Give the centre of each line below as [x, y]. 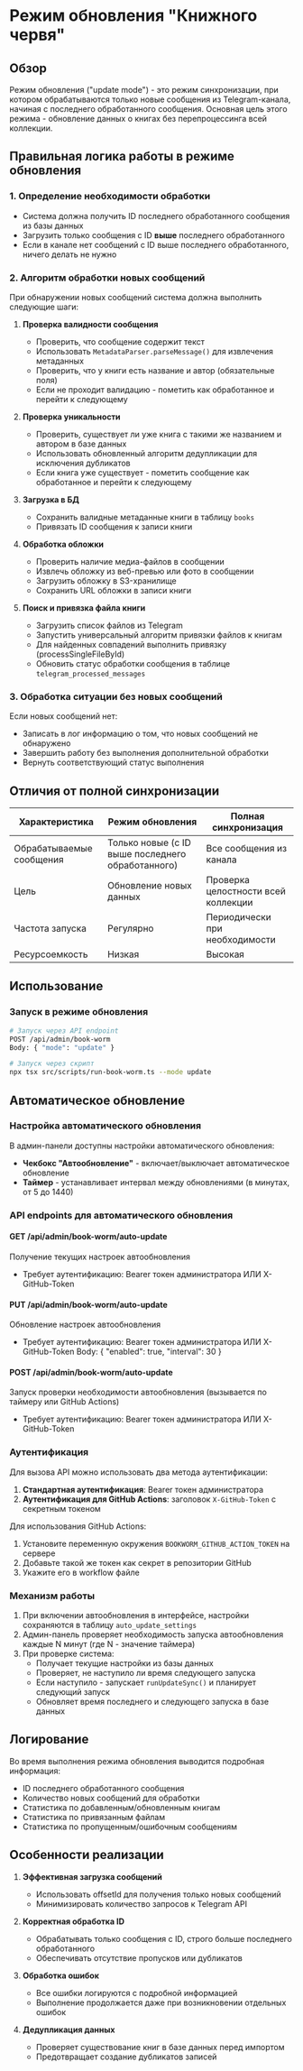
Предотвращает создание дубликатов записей [126, 2057]
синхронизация [248, 828]
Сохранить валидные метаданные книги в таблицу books [145, 517]
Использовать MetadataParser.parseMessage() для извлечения [154, 351]
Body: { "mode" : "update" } [62, 1047]
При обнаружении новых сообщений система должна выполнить [136, 297]
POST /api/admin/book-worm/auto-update [91, 1372]
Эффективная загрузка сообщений [92, 1876]
